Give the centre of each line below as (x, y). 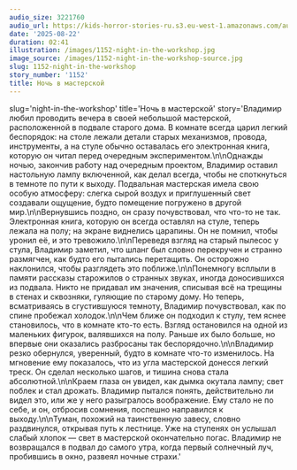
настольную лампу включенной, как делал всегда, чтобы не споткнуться (148, 174)
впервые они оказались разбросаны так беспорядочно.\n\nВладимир (141, 343)
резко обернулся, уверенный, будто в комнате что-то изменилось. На (142, 353)
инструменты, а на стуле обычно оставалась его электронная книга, (140, 146)
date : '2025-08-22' (45, 34)
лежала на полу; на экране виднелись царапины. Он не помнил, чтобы (144, 230)
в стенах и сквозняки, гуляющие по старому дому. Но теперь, (127, 297)
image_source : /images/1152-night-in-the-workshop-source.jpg (126, 58)
